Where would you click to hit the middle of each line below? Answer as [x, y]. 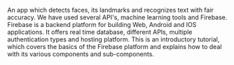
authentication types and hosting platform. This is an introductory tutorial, [113, 39]
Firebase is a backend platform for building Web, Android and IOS [102, 25]
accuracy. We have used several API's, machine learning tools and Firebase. [117, 17]
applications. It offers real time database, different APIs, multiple [100, 32]
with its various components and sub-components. [81, 54]
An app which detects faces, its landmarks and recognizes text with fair [110, 10]
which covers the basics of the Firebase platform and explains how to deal [115, 47]
